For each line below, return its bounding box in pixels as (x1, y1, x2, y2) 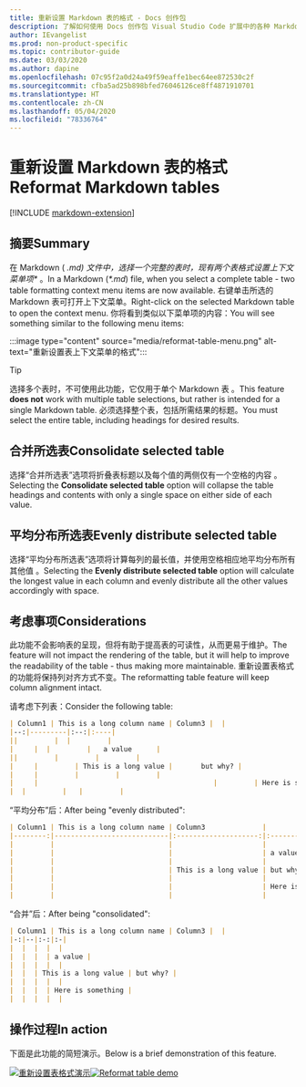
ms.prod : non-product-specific (9, 38, 128, 48)
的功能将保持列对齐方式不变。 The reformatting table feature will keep (9, 672, 270, 683)
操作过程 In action (9, 1022, 107, 1038)
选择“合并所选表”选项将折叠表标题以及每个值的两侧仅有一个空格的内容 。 (9, 469, 282, 480)
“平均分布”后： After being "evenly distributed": (9, 804, 186, 816)
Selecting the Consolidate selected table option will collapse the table (9, 480, 274, 491)
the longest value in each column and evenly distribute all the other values (9, 575, 289, 586)
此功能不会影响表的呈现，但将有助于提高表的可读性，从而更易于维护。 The (9, 639, 288, 650)
